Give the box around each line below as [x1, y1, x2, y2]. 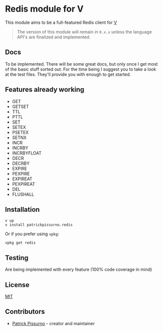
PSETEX [12, 129, 29, 135]
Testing [5, 254, 29, 262]
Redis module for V [5, 3, 84, 15]
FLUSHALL [12, 191, 35, 197]
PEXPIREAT [12, 181, 36, 187]
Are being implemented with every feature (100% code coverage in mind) [5, 266, 152, 273]
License [5, 280, 30, 289]
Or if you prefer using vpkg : [5, 231, 59, 237]
